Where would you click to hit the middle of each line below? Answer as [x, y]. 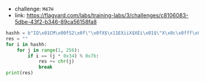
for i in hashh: [26, 44]
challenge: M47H [34, 9]
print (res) [20, 73]
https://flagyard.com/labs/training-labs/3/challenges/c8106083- [108, 15]
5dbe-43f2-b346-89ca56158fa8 [56, 22]
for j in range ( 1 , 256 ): [48, 50]
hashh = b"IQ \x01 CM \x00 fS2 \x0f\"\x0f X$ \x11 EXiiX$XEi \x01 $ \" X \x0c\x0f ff [99, 33]
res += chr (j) [56, 61]
